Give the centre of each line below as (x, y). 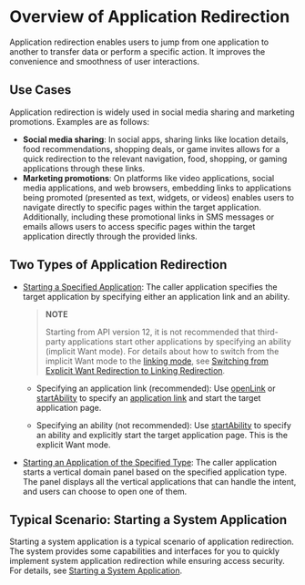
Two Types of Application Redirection (118, 265)
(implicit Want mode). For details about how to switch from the (162, 351)
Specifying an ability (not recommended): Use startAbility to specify (163, 425)
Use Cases (41, 90)
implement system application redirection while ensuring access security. (147, 561)
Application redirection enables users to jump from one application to (139, 42)
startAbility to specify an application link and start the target (148, 397)
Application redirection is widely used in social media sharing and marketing (152, 112)
